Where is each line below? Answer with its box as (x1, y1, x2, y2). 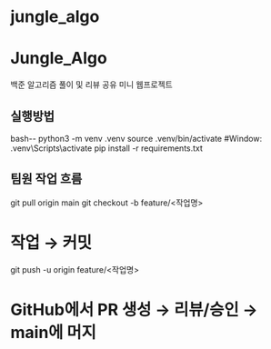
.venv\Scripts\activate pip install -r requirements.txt (10, 143, 204, 154)
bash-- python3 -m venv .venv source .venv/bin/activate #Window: (10, 133, 263, 144)
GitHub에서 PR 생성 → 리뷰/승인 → (10, 299, 258, 320)
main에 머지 (10, 322, 96, 343)
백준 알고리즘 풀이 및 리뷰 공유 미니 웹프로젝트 (10, 79, 174, 90)
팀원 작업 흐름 (10, 171, 83, 187)
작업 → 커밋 (10, 232, 93, 253)
